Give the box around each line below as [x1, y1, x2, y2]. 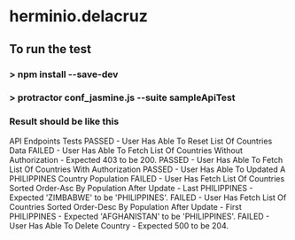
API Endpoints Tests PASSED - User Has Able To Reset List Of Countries [9, 135, 273, 146]
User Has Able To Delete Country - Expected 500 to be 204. [9, 220, 229, 231]
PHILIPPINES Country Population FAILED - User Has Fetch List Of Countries [9, 173, 285, 183]
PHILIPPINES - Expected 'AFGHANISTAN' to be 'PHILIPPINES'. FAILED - [9, 211, 270, 221]
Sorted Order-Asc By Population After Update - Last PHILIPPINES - [9, 182, 253, 193]
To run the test [9, 42, 91, 57]
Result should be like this [9, 115, 120, 128]
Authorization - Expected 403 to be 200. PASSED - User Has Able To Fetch [9, 154, 283, 165]
